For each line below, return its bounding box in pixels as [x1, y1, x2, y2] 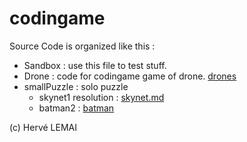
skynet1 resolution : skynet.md [38, 91, 165, 103]
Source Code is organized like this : [9, 40, 156, 52]
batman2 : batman [38, 102, 115, 114]
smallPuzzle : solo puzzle [23, 80, 129, 92]
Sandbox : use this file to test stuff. [23, 59, 167, 71]
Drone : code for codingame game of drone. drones [23, 70, 237, 82]
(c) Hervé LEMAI [9, 121, 77, 133]
